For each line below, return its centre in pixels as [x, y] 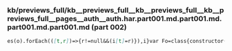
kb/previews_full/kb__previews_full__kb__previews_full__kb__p [116, 10]
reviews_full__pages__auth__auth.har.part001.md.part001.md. [115, 18]
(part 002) [109, 27]
